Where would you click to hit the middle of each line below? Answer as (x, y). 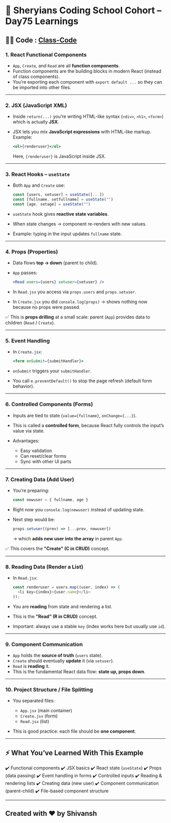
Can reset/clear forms (43, 456)
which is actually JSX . (36, 122)
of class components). (36, 77)
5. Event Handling (27, 341)
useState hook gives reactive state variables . (61, 214)
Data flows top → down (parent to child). (55, 263)
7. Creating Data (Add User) (40, 479)
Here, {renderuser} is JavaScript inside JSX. (59, 156)
